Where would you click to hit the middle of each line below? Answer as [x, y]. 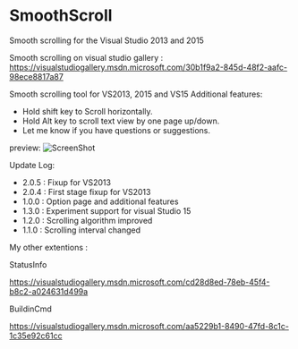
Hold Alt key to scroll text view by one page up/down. [121, 121]
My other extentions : [48, 247]
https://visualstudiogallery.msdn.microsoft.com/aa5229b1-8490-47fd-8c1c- [149, 326]
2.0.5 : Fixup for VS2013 [67, 182]
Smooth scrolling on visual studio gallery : [86, 57]
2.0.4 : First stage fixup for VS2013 [86, 192]
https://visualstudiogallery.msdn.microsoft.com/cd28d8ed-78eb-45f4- [140, 282]
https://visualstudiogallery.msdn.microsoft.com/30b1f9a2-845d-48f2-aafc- [149, 67]
